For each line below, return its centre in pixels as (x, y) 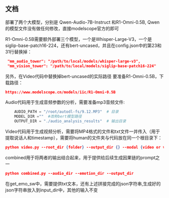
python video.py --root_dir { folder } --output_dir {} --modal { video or (83, 148)
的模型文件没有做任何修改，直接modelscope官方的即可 (62, 28)
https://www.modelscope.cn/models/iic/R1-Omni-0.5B (60, 92)
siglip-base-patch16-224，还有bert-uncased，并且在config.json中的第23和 (83, 45)
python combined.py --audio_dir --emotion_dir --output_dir (70, 173)
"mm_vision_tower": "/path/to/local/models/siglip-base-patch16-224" (82, 66)
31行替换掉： (19, 51)
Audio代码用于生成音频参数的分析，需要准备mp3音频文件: (65, 102)
